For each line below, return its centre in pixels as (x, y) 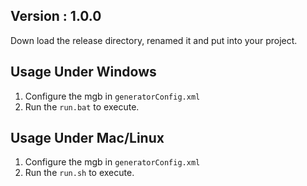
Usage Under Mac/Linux (87, 138)
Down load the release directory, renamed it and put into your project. (154, 40)
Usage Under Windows (83, 72)
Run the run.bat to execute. (82, 106)
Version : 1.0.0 (56, 16)
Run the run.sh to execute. (79, 173)
